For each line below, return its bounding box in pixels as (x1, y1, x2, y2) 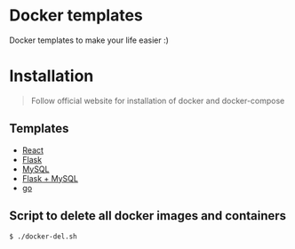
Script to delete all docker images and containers (9, 208, 287, 223)
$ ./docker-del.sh (9, 232, 77, 241)
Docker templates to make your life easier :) (9, 35, 169, 45)
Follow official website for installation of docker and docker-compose (30, 95, 285, 106)
